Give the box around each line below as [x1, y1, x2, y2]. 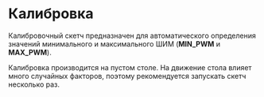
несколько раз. [8, 80, 60, 89]
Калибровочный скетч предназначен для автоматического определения [8, 31, 256, 40]
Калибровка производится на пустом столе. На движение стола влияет [8, 62, 252, 72]
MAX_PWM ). [8, 47, 52, 57]
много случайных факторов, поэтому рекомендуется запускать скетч [8, 71, 247, 80]
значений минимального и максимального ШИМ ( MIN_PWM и [8, 39, 221, 48]
